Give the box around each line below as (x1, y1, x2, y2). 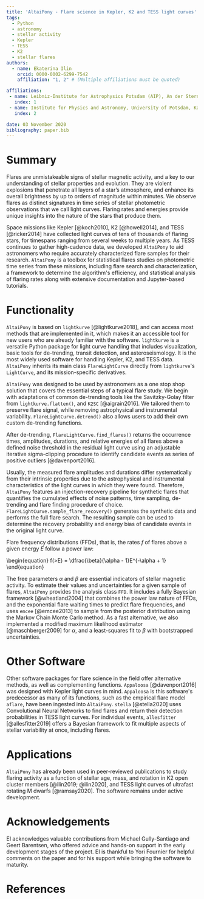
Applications (6, 748, 72, 762)
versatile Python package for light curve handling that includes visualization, (6, 343, 197, 350)
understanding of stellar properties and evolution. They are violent (6, 180, 172, 187)
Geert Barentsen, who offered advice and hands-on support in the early (6, 841, 186, 849)
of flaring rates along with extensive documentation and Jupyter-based (6, 276, 185, 283)
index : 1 (14, 99, 36, 105)
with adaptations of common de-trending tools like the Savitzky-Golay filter (6, 394, 194, 401)
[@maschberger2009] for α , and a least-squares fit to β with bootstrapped (6, 627, 193, 634)
